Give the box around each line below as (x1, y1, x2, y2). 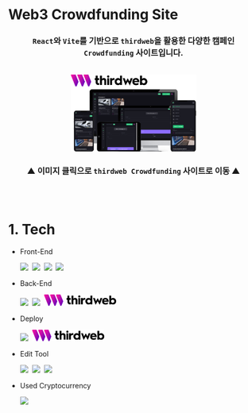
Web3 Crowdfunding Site (8, 6, 179, 24)
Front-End (19, 246, 53, 256)
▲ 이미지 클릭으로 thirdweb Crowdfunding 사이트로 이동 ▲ (26, 165, 241, 176)
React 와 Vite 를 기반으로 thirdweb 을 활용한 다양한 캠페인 (32, 36, 235, 47)
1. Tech (8, 220, 56, 238)
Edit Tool (19, 349, 49, 359)
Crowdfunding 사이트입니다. (83, 48, 184, 59)
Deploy (19, 314, 44, 323)
